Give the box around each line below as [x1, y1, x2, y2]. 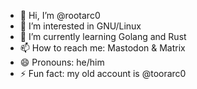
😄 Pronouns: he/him [19, 56, 105, 68]
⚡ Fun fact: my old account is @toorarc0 [19, 68, 187, 79]
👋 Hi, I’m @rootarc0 [19, 10, 101, 21]
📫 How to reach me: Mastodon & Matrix [19, 42, 186, 54]
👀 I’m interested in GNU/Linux [19, 20, 142, 32]
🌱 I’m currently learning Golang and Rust [19, 31, 187, 42]
